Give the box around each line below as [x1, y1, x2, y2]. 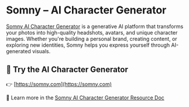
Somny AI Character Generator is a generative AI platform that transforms [6, 23, 184, 30]
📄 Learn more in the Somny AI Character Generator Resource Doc [6, 94, 165, 101]
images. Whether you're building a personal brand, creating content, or [6, 35, 177, 42]
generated [6, 47, 31, 54]
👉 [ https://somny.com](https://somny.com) [6, 80, 112, 88]
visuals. [32, 47, 51, 54]
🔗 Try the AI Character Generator [6, 65, 129, 75]
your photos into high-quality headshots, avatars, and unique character [6, 29, 178, 36]
